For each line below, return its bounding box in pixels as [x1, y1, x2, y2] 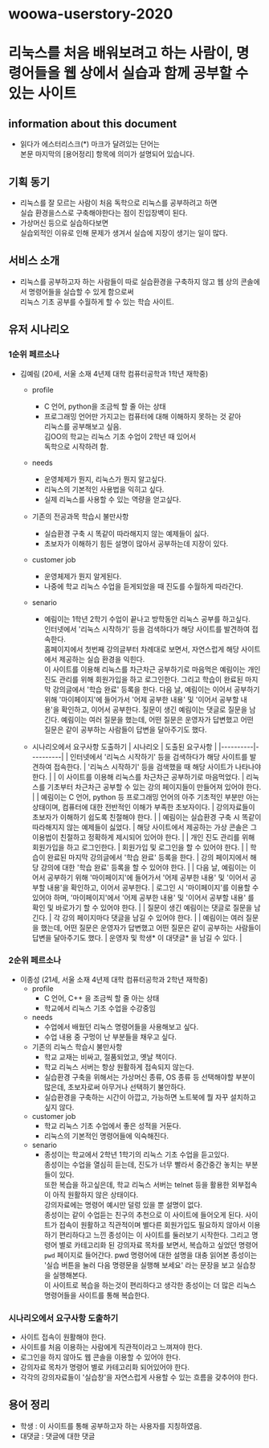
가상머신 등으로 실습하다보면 [19, 218, 109, 228]
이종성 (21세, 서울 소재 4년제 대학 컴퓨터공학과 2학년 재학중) [19, 974, 209, 984]
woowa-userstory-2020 [8, 5, 173, 23]
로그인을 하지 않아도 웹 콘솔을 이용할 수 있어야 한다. [19, 1352, 181, 1362]
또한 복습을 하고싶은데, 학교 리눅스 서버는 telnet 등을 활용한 [43, 1179, 230, 1189]
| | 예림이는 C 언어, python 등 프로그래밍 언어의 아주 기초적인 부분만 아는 [31, 792, 259, 801]
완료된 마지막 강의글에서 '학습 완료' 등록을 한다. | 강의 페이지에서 [47, 852, 249, 862]
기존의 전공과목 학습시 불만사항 [31, 512, 129, 521]
